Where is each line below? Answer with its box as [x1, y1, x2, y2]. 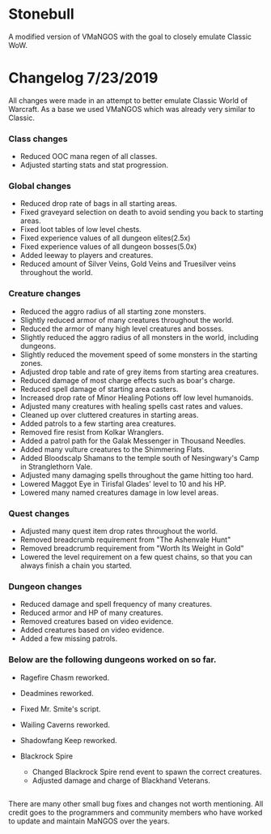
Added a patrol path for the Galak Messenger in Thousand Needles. [19, 436, 246, 445]
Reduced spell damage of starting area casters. [19, 384, 179, 393]
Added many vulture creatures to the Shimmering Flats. [19, 444, 205, 454]
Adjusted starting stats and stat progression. [19, 160, 168, 170]
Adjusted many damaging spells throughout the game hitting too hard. [19, 470, 254, 479]
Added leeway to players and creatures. [19, 251, 154, 260]
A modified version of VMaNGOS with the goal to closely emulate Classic [8, 32, 252, 41]
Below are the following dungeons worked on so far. [8, 654, 217, 665]
